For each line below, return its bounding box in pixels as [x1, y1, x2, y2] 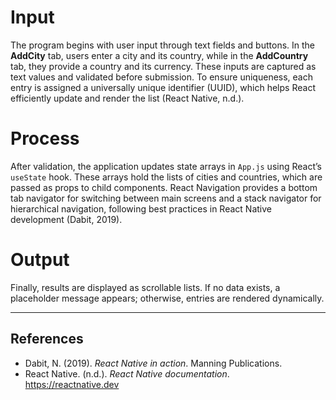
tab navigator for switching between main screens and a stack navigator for [10, 192, 322, 204]
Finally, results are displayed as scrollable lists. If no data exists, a [10, 281, 281, 293]
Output [10, 249, 70, 271]
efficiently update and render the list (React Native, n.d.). [10, 92, 245, 104]
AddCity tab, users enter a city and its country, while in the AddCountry [10, 49, 309, 61]
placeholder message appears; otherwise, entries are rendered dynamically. [10, 292, 325, 304]
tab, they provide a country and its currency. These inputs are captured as [10, 60, 317, 72]
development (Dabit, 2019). [10, 213, 123, 225]
